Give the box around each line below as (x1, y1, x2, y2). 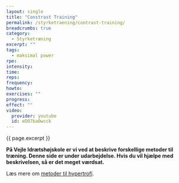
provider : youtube (11, 113, 57, 119)
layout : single (6, 8, 44, 15)
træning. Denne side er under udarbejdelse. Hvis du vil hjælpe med (6, 152, 174, 159)
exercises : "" (6, 91, 41, 97)
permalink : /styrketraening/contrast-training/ (6, 19, 126, 25)
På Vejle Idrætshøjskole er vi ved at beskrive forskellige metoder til (6, 146, 173, 153)
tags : (6, 47, 19, 53)
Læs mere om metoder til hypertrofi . (6, 170, 95, 177)
